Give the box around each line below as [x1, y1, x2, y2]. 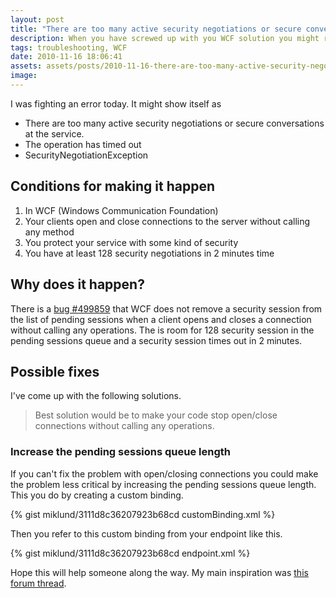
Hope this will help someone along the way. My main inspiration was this [10, 566, 309, 578]
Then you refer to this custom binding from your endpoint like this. [10, 527, 283, 540]
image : [10, 71, 38, 81]
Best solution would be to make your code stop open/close [34, 409, 278, 421]
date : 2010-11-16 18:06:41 [10, 52, 123, 62]
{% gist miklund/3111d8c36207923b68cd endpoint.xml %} [10, 547, 251, 559]
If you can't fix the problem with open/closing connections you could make [10, 467, 319, 480]
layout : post [10, 14, 65, 25]
